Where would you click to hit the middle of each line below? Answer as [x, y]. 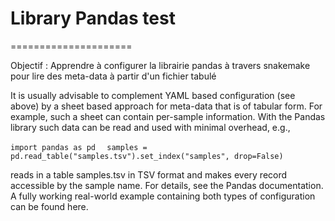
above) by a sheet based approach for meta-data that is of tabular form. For [166, 106]
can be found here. [49, 206]
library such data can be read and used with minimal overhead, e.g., [150, 127]
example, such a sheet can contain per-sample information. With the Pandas [168, 116]
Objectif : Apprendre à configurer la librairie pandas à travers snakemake [160, 65]
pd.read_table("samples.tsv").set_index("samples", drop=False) [147, 156]
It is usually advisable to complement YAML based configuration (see [153, 95]
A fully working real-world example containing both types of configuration [163, 196]
